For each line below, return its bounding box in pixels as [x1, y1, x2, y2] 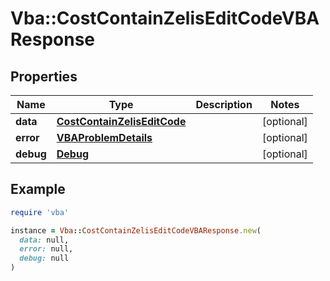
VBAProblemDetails [56, 131, 153, 144]
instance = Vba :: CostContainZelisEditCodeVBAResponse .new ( [10, 225, 262, 236]
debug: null [19, 253, 70, 264]
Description [195, 98, 253, 111]
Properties [10, 68, 78, 85]
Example [10, 181, 66, 198]
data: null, [19, 235, 70, 245]
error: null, [19, 244, 74, 254]
